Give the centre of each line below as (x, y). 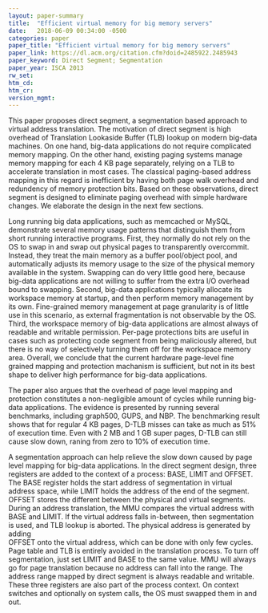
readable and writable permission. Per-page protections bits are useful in (129, 332)
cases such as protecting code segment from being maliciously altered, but (133, 341)
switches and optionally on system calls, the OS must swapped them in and (133, 594)
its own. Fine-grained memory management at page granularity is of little (129, 306)
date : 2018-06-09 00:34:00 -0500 (68, 30)
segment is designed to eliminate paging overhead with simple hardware (128, 197)
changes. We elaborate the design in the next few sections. (106, 206)
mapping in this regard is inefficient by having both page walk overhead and (134, 181)
